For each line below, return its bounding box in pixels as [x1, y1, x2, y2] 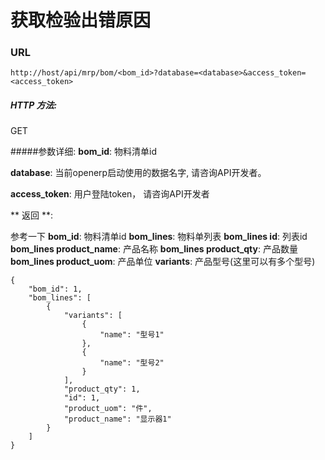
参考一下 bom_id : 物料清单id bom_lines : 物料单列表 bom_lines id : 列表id [10, 231, 308, 243]
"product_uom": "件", [63, 404, 153, 414]
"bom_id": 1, [28, 284, 83, 295]
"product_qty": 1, [63, 384, 141, 395]
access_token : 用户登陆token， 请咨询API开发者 [10, 188, 210, 200]
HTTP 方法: [10, 99, 58, 111]
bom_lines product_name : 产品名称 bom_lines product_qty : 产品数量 [10, 243, 298, 255]
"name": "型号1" [99, 330, 165, 340]
